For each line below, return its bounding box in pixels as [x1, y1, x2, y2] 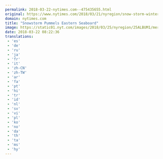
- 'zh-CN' [7, 66, 27, 71]
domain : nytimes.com [5, 16, 47, 21]
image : [5, 25, 18, 30]
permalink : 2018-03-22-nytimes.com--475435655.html [5, 7, 112, 12]
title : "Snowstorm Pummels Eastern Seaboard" [5, 20, 98, 26]
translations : [5, 34, 34, 39]
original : [5, 12, 25, 16]
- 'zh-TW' [7, 70, 27, 75]
